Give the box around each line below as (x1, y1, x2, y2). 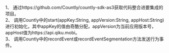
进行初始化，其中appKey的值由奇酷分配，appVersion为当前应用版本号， (5, 23, 156, 29)
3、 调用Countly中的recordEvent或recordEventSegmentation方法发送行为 (5, 36, 159, 42)
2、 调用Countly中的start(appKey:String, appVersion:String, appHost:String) (5, 17, 164, 23)
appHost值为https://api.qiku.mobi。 (5, 30, 80, 35)
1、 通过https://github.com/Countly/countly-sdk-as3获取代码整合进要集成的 (5, 5, 163, 10)
